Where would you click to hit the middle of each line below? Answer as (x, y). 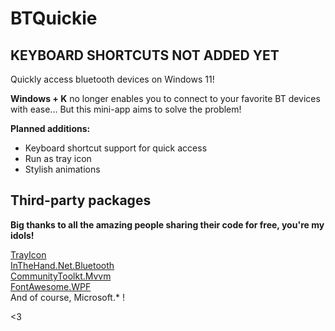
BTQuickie (54, 18)
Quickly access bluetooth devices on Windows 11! (112, 79)
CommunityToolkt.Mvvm (61, 276)
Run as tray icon (58, 158)
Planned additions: (50, 128)
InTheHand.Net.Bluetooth (62, 265)
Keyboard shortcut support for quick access (116, 148)
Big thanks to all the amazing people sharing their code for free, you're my (167, 224)
